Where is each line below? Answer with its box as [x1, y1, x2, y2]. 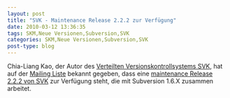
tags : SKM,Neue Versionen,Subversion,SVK [7, 29, 130, 37]
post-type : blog [7, 43, 55, 50]
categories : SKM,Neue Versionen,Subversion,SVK [7, 36, 149, 43]
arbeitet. [7, 85, 31, 92]
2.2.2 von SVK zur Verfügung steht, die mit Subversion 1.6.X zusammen [7, 77, 214, 85]
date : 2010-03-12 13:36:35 [7, 23, 86, 30]
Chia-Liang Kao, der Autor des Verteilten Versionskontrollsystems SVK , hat [7, 62, 223, 70]
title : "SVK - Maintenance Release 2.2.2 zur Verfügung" [7, 17, 177, 24]
